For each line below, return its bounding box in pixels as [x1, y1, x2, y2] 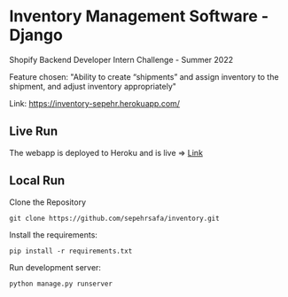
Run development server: [9, 262, 102, 272]
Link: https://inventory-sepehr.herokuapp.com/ [9, 98, 180, 108]
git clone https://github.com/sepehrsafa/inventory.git [9, 214, 220, 223]
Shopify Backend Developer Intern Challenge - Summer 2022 [9, 54, 233, 65]
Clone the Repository [9, 197, 87, 207]
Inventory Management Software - [9, 6, 269, 27]
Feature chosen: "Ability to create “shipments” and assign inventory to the [9, 71, 279, 82]
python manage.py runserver [9, 279, 113, 288]
